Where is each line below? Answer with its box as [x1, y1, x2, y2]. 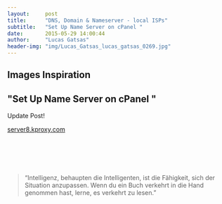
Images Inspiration [7, 69, 91, 81]
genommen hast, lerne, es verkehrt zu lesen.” [24, 189, 157, 197]
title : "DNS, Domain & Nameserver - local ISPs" [7, 17, 169, 24]
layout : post [7, 10, 58, 18]
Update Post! [7, 112, 46, 120]
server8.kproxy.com [7, 125, 65, 134]
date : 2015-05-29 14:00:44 [7, 30, 105, 37]
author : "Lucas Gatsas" [7, 37, 90, 44]
